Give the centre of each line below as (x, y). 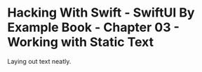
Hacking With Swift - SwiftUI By (101, 13)
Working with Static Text (81, 42)
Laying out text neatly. (39, 61)
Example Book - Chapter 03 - (94, 27)
